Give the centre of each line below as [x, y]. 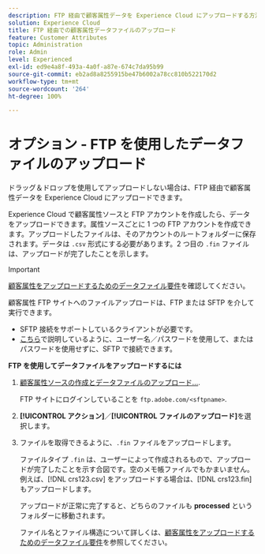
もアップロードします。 [58, 489]
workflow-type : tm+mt [44, 81]
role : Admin [28, 52]
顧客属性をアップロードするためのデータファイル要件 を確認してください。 [129, 286]
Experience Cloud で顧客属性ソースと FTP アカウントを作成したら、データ [129, 215]
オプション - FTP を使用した [99, 145]
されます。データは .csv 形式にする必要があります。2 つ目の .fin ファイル [129, 244]
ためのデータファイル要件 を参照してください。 [95, 542]
